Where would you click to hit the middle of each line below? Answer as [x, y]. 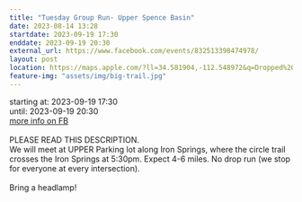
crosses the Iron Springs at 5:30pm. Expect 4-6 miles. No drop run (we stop [150, 159]
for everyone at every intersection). [75, 168]
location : [28, 68]
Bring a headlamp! [43, 187]
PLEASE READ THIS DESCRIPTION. [75, 139]
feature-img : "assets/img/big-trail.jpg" [88, 76]
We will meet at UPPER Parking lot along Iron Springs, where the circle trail [147, 149]
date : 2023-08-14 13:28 [54, 26]
